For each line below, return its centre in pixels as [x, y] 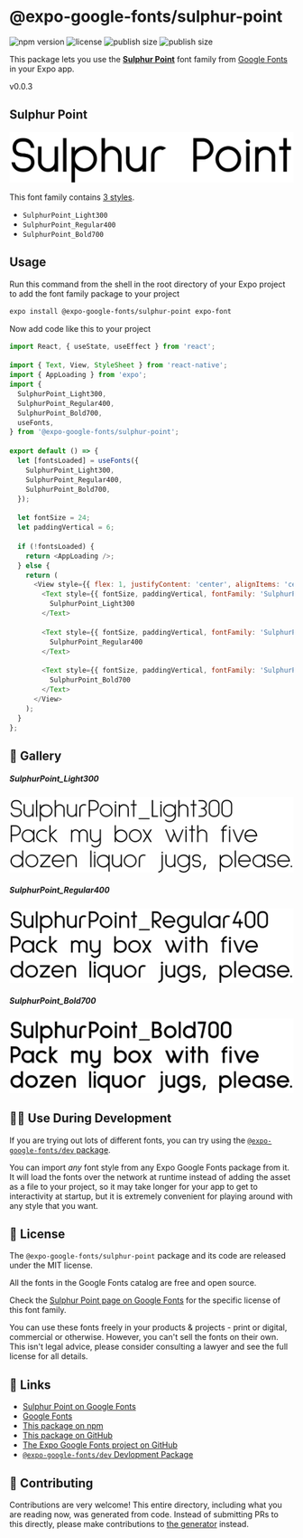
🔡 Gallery [36, 755]
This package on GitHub [67, 1436]
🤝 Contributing [51, 1483]
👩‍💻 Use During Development [91, 1118]
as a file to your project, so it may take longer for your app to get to [134, 1186]
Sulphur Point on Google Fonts [79, 1407]
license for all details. [49, 1356]
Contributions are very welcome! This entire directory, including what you [146, 1505]
